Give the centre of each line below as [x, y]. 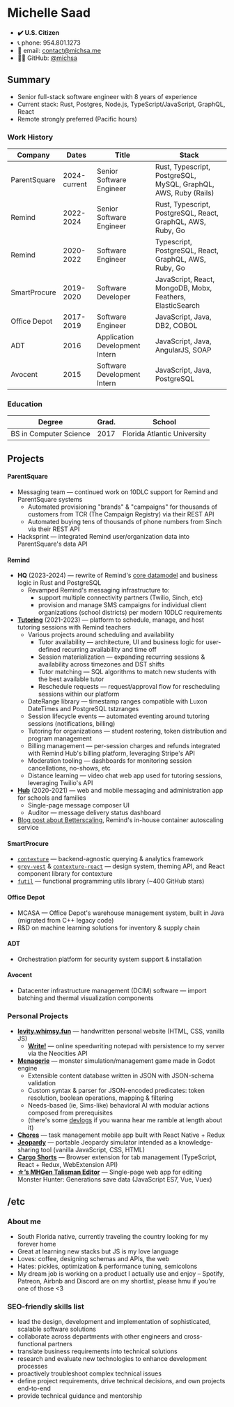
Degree [50, 422]
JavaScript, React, [185, 279]
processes [32, 1367]
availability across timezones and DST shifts [101, 664]
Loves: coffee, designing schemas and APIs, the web [93, 1258]
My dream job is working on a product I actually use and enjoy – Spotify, [121, 1273]
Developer [114, 297]
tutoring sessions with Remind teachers [74, 627]
